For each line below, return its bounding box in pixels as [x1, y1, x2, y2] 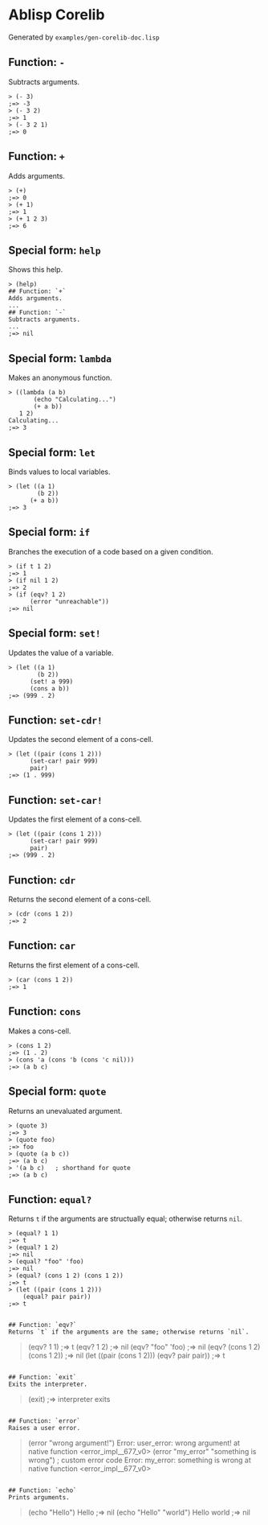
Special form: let [8, 445, 96, 460]
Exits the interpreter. [8, 1380, 88, 1389]
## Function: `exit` [8, 1374, 78, 1382]
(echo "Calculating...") [33, 396, 116, 404]
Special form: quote [8, 1085, 107, 1098]
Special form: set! [8, 626, 102, 641]
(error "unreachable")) [29, 597, 110, 605]
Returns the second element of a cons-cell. [8, 895, 152, 905]
